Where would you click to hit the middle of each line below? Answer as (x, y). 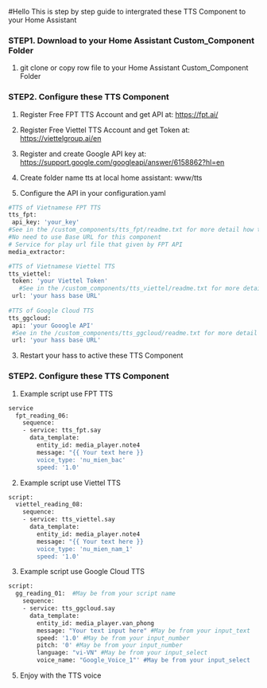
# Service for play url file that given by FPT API (95, 244)
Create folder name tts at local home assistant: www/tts (111, 178)
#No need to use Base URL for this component (85, 237)
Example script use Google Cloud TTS (82, 572)
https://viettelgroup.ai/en (60, 138)
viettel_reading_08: (49, 505)
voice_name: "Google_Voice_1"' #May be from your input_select (143, 660)
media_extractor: (37, 252)
